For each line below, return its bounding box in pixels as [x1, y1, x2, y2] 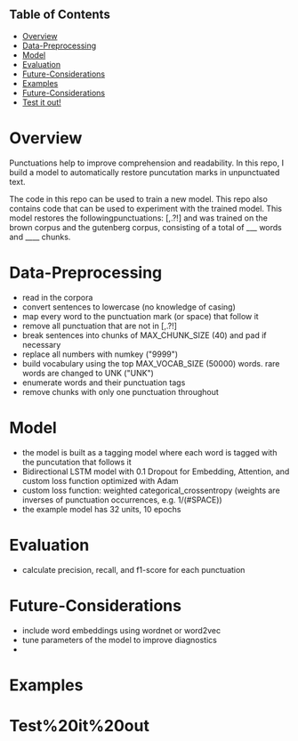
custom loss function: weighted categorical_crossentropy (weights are [21, 485, 280, 495]
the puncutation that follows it [21, 456, 132, 467]
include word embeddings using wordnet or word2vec [21, 624, 221, 635]
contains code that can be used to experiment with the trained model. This [9, 203, 283, 213]
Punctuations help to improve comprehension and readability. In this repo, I [9, 157, 285, 168]
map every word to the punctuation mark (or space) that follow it [21, 310, 260, 321]
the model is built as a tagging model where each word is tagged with [21, 447, 278, 457]
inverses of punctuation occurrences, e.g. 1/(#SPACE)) [21, 494, 222, 505]
